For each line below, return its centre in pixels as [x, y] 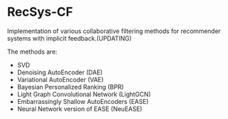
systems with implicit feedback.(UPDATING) [70, 38]
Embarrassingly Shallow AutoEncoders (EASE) [83, 101]
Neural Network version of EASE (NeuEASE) [80, 109]
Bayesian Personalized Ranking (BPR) [70, 87]
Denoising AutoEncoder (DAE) [60, 72]
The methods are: [32, 52]
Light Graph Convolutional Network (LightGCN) [84, 94]
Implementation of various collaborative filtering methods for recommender [114, 31]
